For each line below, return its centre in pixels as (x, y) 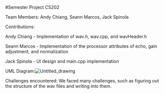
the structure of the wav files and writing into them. (59, 86)
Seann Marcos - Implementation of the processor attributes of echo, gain (81, 46)
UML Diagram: (20, 71)
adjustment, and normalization (37, 52)
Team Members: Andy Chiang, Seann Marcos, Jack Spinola (67, 17)
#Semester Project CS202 (32, 7)
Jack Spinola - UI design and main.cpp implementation (62, 61)
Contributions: (20, 27)
